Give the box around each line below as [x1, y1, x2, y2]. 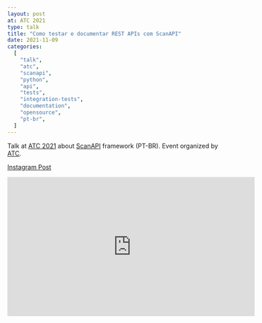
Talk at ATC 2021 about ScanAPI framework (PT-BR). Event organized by [7, 141, 219, 150]
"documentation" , [20, 102, 71, 110]
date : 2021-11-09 [7, 37, 59, 44]
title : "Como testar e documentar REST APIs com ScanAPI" [7, 30, 181, 37]
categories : [7, 43, 42, 50]
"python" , [20, 76, 49, 83]
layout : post [7, 10, 46, 18]
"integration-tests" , [20, 96, 83, 103]
